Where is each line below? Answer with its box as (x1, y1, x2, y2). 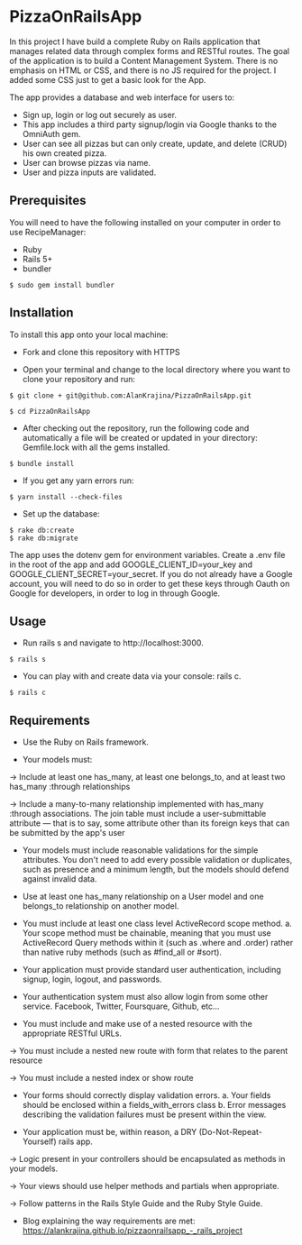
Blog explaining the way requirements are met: (22, 1215, 196, 1227)
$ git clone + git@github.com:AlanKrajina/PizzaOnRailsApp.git (9, 390, 252, 400)
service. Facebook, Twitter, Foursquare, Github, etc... (22, 1001, 220, 1012)
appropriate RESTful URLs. (22, 1028, 122, 1039)
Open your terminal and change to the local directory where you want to (22, 363, 291, 375)
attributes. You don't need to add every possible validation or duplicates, (22, 855, 293, 865)
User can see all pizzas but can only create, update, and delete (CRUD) (22, 138, 288, 149)
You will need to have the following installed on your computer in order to (9, 216, 281, 227)
